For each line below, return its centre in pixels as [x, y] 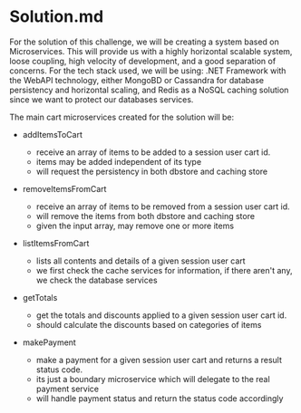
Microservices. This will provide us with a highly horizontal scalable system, [151, 51]
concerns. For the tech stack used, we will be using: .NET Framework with [148, 71]
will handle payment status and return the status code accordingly [160, 398]
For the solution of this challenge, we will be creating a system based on [144, 42]
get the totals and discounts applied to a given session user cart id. [161, 315]
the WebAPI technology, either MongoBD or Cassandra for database [137, 80]
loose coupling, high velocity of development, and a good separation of [143, 61]
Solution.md [57, 17]
